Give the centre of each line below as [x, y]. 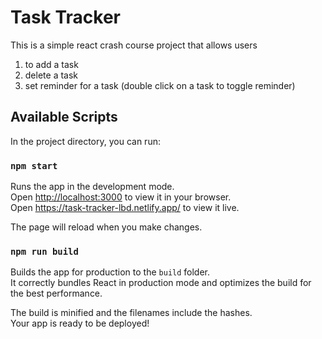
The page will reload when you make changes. [106, 227]
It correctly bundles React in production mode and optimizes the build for [161, 283]
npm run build [44, 251]
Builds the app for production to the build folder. [110, 272]
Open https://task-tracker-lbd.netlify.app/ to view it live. [125, 208]
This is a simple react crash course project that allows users [134, 45]
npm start [34, 165]
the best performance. [56, 293]
